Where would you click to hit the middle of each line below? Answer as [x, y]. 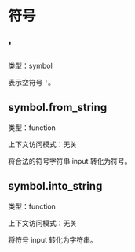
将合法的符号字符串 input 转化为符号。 [70, 161]
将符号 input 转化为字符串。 [53, 239]
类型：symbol [30, 65]
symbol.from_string [58, 107]
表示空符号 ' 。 [32, 82]
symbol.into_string [55, 186]
